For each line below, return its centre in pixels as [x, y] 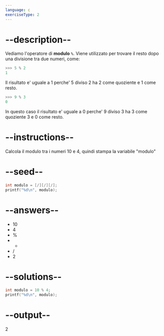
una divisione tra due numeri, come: [43, 59]
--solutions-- [34, 277]
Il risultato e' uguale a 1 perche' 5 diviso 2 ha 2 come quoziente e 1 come [81, 83]
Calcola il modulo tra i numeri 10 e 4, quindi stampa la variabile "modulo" [80, 151]
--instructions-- [40, 137]
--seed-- [24, 172]
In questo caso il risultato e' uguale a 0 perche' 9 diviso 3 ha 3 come [76, 111]
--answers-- [32, 210]
